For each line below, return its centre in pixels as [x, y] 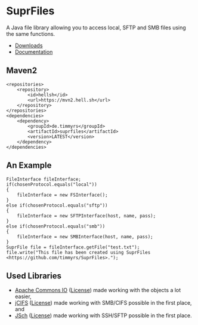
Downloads [29, 45]
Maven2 [22, 71]
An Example [29, 165]
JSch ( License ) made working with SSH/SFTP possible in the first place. [103, 315]
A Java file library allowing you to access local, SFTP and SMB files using [96, 27]
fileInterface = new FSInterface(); [63, 195]
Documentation [34, 51]
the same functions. [31, 33]
